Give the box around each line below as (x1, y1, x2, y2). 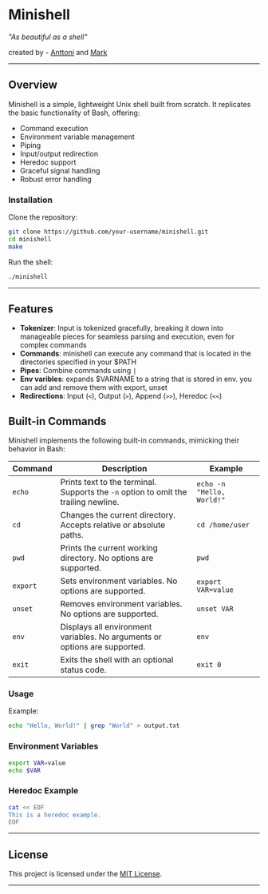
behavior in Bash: (8, 444, 65, 454)
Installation (8, 194, 53, 205)
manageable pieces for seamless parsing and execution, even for (19, 332, 235, 341)
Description (101, 463, 148, 475)
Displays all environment (60, 622, 152, 633)
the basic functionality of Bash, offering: (8, 108, 140, 117)
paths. (60, 530, 84, 541)
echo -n (196, 479, 226, 489)
